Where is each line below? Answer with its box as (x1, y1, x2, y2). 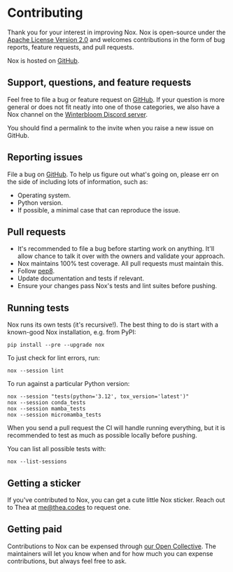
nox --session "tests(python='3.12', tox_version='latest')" (7, 393, 190, 400)
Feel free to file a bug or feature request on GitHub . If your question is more (7, 95, 225, 103)
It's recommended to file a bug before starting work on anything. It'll (17, 245, 215, 253)
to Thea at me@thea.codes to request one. (7, 503, 131, 511)
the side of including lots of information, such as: (7, 177, 148, 186)
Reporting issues (7, 152, 83, 164)
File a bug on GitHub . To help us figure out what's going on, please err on (7, 170, 219, 178)
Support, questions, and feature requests (7, 77, 192, 89)
